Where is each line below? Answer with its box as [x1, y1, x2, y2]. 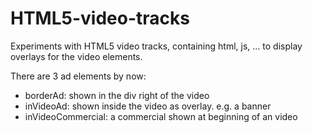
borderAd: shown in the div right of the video [24, 89, 210, 101]
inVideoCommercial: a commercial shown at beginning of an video [24, 110, 298, 122]
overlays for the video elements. [10, 50, 143, 62]
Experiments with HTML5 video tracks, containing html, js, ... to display [10, 40, 303, 52]
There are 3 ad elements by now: [10, 70, 147, 82]
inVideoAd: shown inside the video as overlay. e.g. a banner [24, 100, 272, 112]
